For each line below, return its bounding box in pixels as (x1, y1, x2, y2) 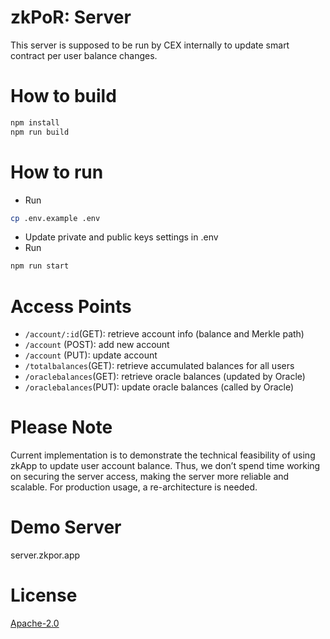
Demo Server (10, 516, 122, 539)
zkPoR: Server (10, 6, 132, 29)
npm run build (10, 127, 70, 137)
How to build (10, 85, 117, 108)
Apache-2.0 (10, 617, 60, 630)
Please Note (10, 416, 113, 439)
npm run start (10, 261, 70, 271)
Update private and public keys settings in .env (24, 231, 219, 243)
